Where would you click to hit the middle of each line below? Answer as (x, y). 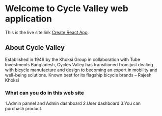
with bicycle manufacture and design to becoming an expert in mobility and (81, 70)
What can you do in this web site (45, 93)
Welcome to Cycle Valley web (67, 9)
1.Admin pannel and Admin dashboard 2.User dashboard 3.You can (73, 103)
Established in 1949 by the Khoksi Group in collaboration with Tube (73, 59)
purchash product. (24, 109)
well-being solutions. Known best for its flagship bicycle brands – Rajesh (78, 75)
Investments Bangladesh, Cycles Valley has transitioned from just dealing (79, 64)
